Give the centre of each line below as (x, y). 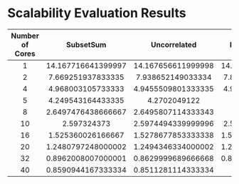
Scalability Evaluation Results (97, 13)
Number (25, 36)
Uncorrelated (174, 44)
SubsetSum (86, 44)
